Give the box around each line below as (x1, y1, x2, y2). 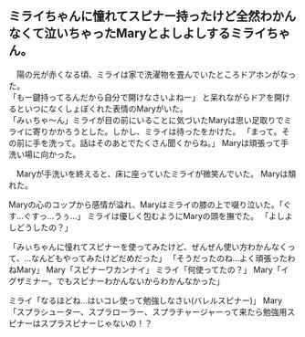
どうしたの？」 (16, 222, 73, 233)
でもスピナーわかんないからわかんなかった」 (56, 275, 225, 286)
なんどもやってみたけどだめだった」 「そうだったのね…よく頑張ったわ (30, 252, 296, 263)
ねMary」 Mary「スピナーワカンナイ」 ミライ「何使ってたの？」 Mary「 (8, 264, 281, 275)
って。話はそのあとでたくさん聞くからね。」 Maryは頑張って (56, 137, 281, 148)
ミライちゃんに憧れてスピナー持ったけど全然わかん (8, 8, 297, 25)
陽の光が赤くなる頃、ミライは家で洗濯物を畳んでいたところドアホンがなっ (16, 68, 297, 79)
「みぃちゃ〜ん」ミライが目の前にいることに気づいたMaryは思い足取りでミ (8, 114, 292, 125)
